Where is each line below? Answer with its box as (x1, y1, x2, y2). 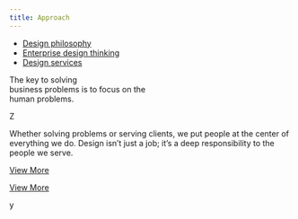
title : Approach (9, 13, 70, 22)
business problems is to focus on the (9, 83, 146, 94)
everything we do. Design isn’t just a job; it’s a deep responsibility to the (9, 137, 276, 148)
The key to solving (9, 74, 78, 85)
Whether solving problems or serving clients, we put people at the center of (9, 127, 290, 139)
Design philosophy (22, 38, 92, 48)
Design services (22, 57, 83, 67)
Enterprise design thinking (22, 47, 120, 58)
